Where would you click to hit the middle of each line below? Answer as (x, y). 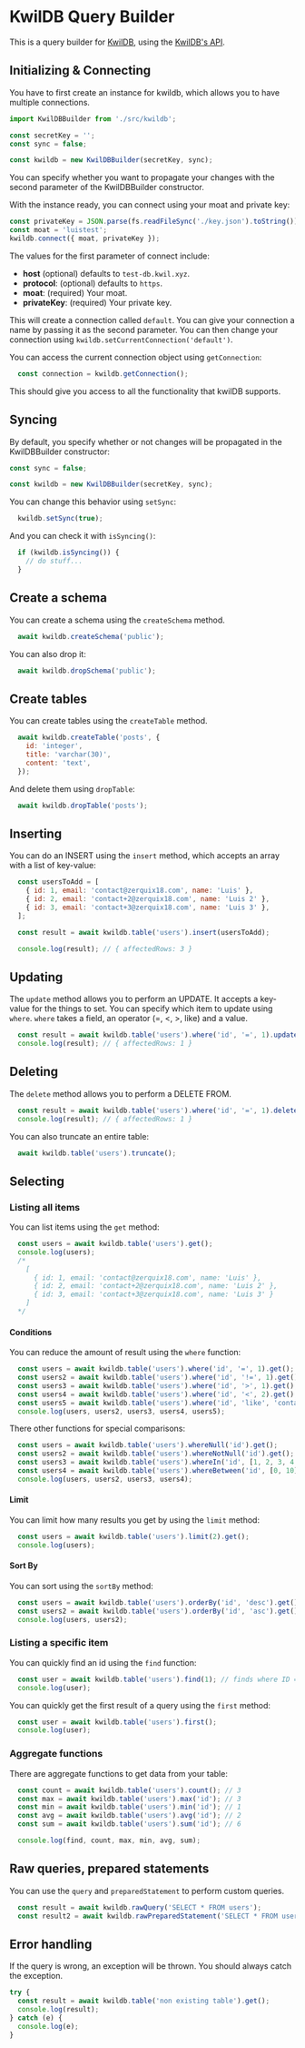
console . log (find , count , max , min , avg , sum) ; (109, 1840)
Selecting (37, 1181)
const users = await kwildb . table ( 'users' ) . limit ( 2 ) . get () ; (133, 1536)
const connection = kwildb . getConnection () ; (103, 374)
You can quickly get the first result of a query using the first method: (140, 1705)
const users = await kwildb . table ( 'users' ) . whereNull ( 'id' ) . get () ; (148, 1445)
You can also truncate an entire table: (79, 1136)
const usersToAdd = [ (59, 882)
